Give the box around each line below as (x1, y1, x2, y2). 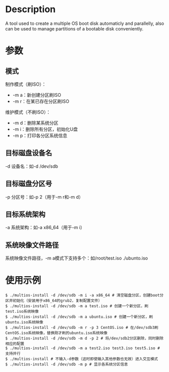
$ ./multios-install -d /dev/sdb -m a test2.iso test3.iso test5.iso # (5, 346, 160, 351)
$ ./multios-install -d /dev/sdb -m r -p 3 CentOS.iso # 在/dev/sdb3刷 (5, 325, 158, 330)
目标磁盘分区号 (5, 179, 52, 188)
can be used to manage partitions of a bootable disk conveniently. (5, 25, 144, 31)
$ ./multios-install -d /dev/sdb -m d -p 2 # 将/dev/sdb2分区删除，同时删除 (5, 336, 164, 341)
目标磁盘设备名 (5, 148, 52, 158)
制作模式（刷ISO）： (5, 81, 47, 87)
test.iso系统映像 (5, 309, 39, 314)
